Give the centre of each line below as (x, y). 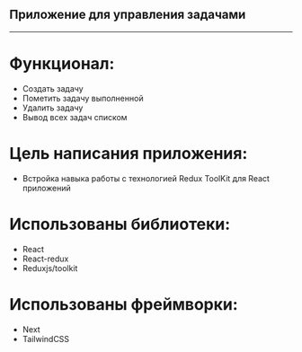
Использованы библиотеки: (120, 224)
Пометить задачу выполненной (83, 98)
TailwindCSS (46, 339)
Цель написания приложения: (129, 153)
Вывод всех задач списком (75, 117)
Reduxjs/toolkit (50, 268)
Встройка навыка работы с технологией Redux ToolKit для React (146, 178)
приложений (46, 188)
